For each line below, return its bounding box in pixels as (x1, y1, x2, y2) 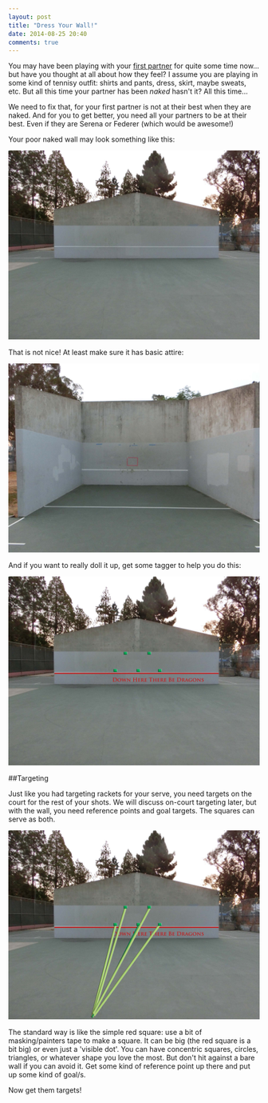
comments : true (8, 38, 59, 46)
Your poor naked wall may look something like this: (8, 134, 175, 144)
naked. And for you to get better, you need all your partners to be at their (8, 110, 247, 120)
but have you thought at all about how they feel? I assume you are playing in (8, 70, 258, 79)
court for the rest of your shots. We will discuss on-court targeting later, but (8, 797, 257, 807)
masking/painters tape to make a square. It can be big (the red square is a (8, 1036, 251, 1045)
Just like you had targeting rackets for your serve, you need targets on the (8, 789, 253, 799)
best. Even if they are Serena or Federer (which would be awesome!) (8, 119, 234, 129)
